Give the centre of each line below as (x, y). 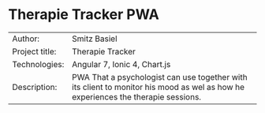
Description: (35, 87)
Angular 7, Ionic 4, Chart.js (121, 64)
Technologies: (38, 64)
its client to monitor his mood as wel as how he (159, 87)
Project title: (34, 51)
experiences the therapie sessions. (137, 96)
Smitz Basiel (95, 39)
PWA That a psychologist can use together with (160, 77)
